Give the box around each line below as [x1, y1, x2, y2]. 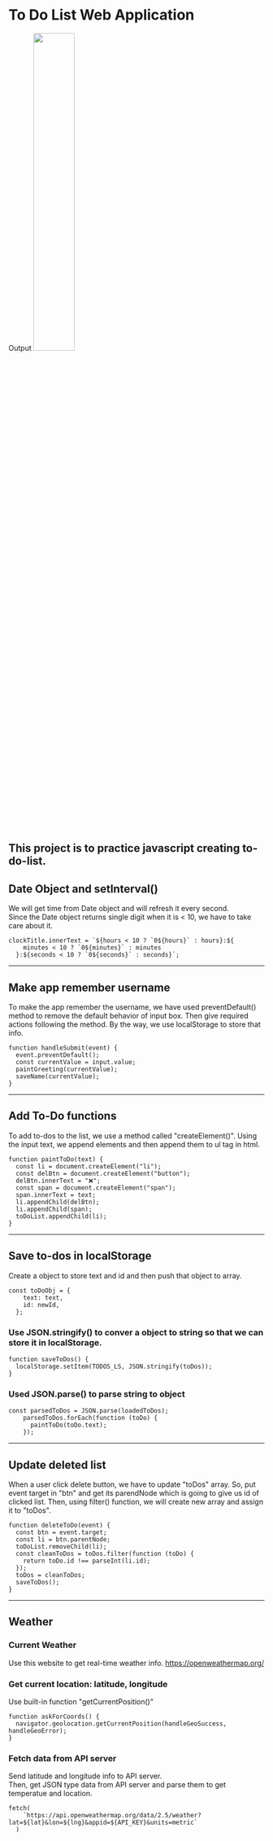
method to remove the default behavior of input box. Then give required [8, 1010, 249, 1020]
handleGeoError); [8, 1726, 67, 1735]
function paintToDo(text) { [8, 1155, 104, 1164]
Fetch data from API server [8, 1752, 117, 1764]
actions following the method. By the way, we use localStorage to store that [8, 1019, 262, 1029]
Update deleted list [8, 1457, 106, 1471]
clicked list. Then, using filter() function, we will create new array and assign [8, 1497, 264, 1506]
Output [8, 343, 32, 353]
